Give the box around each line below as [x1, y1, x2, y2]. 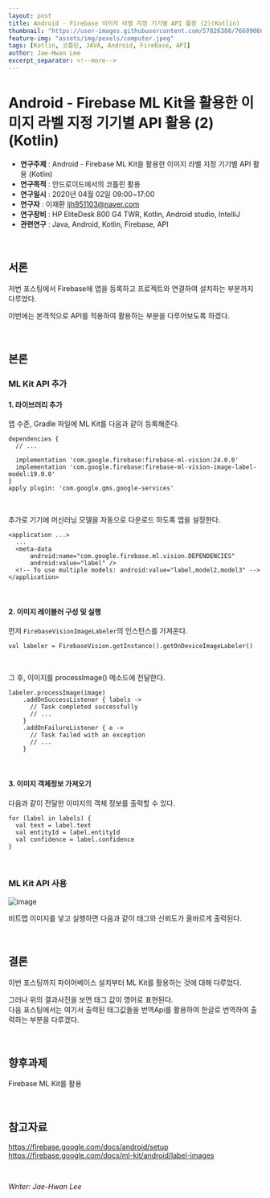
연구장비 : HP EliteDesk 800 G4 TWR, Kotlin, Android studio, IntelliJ [19, 209, 241, 219]
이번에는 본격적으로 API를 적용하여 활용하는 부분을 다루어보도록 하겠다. [8, 310, 231, 320]
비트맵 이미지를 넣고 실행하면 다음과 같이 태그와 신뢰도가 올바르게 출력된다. [8, 913, 243, 923]
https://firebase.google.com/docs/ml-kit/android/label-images [8, 1151, 215, 1160]
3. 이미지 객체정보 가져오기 [8, 778, 92, 788]
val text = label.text [15, 821, 92, 829]
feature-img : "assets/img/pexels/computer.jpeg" [8, 34, 174, 43]
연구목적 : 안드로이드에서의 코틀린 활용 [19, 178, 141, 189]
